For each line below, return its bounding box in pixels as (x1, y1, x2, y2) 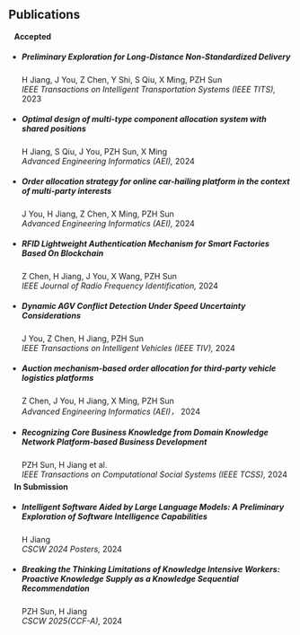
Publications (8, 7, 81, 22)
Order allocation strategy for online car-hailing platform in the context (21, 176, 290, 187)
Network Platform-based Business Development (21, 437, 207, 447)
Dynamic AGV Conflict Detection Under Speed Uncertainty (21, 301, 246, 312)
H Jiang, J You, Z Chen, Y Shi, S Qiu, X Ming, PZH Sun (21, 74, 223, 84)
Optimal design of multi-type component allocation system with (21, 114, 267, 125)
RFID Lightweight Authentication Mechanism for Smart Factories (21, 238, 270, 250)
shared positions (21, 123, 87, 134)
